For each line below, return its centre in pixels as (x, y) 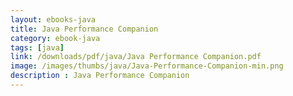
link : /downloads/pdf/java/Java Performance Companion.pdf (136, 57)
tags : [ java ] (37, 47)
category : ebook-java (55, 38)
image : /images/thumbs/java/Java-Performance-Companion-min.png (147, 66)
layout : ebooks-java (53, 19)
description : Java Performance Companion (100, 76)
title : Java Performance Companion (84, 29)
